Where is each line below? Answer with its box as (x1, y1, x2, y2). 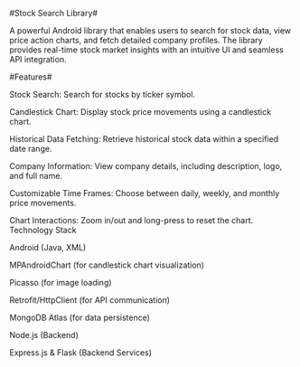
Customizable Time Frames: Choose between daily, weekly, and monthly (9, 188, 280, 198)
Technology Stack (9, 225, 77, 235)
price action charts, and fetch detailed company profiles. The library (9, 35, 264, 45)
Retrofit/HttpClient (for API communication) (9, 295, 170, 306)
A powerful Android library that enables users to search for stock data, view (9, 25, 292, 35)
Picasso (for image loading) (9, 278, 112, 287)
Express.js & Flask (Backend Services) (9, 347, 152, 358)
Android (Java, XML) (9, 242, 87, 252)
